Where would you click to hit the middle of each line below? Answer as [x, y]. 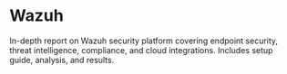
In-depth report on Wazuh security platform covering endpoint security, [144, 41]
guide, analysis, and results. [62, 60]
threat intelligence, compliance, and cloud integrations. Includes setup [141, 50]
